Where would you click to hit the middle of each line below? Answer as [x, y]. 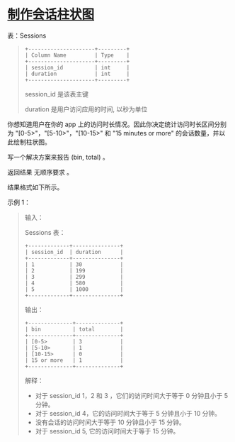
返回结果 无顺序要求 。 [40, 172]
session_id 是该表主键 [56, 94]
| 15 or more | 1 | [74, 360]
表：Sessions [27, 35]
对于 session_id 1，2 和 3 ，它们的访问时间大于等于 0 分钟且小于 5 [132, 395]
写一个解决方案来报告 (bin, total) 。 [58, 157]
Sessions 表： [45, 232]
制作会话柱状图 [51, 15]
